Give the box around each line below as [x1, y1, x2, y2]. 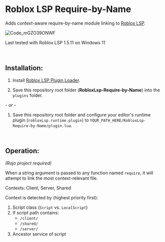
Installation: [5, 64, 43, 72]
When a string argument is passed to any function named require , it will [5, 170, 153, 176]
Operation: [5, 147, 39, 155]
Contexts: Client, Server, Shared [5, 185, 71, 191]
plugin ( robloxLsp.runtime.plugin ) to [12, 117, 89, 123]
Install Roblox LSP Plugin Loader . [12, 77, 80, 83]
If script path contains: [12, 209, 59, 215]
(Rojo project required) [5, 160, 52, 166]
